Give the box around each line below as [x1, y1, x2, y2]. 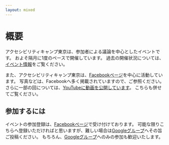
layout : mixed [5, 7, 36, 13]
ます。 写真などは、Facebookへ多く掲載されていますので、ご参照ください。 [5, 78, 164, 84]
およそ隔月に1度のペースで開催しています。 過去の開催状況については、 [15, 55, 164, 61]
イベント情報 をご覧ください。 [5, 61, 67, 67]
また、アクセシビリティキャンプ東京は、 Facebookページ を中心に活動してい [5, 72, 163, 78]
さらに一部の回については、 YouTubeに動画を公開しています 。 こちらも [5, 84, 153, 90]
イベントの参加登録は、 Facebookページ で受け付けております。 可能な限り [5, 121, 160, 127]
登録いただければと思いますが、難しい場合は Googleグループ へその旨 [18, 127, 162, 134]
